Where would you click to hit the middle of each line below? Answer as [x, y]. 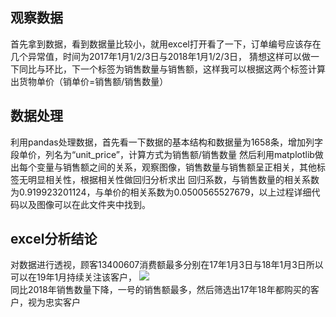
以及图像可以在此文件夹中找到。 [84, 204]
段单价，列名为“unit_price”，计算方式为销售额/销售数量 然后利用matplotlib [162, 154]
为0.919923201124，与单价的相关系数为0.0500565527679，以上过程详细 [161, 192]
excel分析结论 [54, 239]
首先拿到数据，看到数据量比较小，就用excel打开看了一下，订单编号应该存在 [166, 44]
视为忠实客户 [54, 302]
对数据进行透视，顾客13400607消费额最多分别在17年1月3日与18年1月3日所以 [167, 265]
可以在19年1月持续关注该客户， [74, 277]
